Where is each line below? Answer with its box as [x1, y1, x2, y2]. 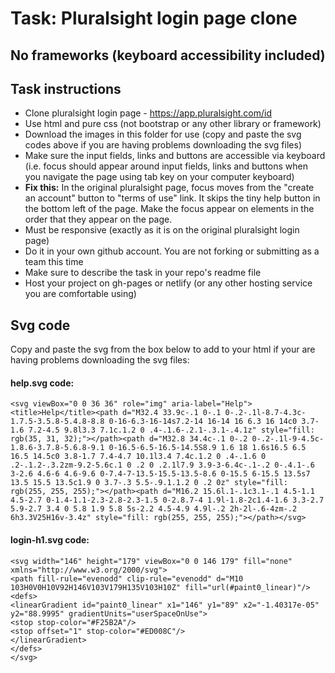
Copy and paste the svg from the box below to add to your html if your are [10, 343, 316, 356]
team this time [24, 256, 84, 268]
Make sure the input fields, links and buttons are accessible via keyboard [24, 150, 326, 162]
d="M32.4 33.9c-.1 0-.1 [121, 408, 222, 418]
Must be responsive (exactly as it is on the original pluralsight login [24, 224, 300, 236]
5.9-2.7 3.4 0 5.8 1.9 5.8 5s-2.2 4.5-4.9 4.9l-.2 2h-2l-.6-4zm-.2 [10, 504, 298, 514]
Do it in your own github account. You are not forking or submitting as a [24, 245, 320, 257]
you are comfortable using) [24, 288, 137, 300]
